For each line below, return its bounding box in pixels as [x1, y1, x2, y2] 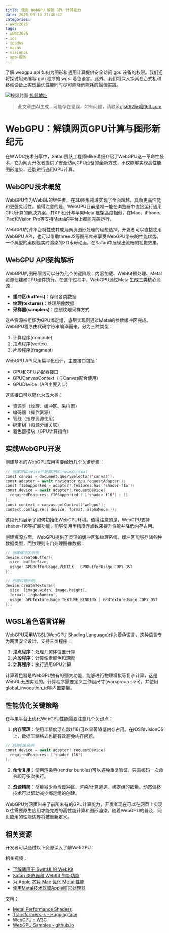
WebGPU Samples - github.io [12, 922, 74, 928]
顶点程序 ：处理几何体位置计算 [12, 649, 75, 655]
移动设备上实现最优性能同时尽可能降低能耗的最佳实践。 [5, 82, 121, 88]
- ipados [5, 41, 24, 46]
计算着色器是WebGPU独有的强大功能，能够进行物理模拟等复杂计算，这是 [5, 672, 158, 678]
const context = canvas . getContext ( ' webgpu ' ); [5, 502, 106, 507]
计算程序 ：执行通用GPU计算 [12, 661, 72, 668]
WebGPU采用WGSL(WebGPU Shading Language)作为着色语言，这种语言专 [5, 631, 162, 638]
